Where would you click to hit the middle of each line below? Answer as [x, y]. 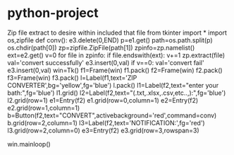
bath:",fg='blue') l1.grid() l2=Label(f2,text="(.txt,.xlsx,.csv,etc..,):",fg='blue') [117, 93]
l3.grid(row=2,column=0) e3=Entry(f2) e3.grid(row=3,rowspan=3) [103, 130]
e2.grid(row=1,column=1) [44, 108]
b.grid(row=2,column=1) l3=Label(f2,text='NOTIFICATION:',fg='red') [106, 122]
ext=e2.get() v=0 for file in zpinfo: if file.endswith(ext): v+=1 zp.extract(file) [116, 55]
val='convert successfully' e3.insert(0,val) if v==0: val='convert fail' [106, 62]
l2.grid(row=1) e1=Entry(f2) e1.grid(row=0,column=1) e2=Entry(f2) [103, 100]
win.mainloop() [29, 144]
